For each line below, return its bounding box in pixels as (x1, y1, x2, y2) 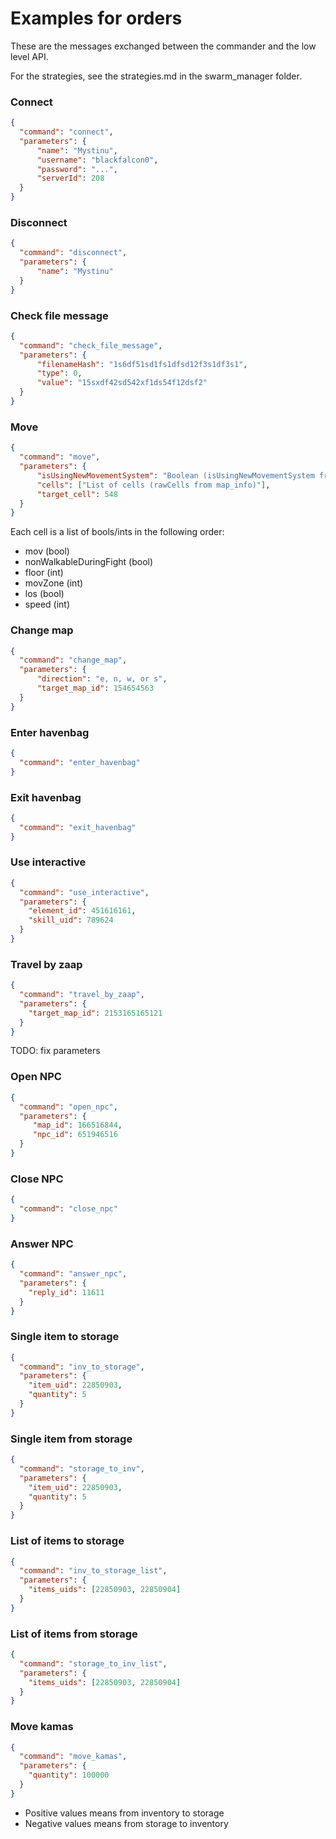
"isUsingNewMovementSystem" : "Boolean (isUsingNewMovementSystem (36, 470, 315, 481)
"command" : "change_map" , (19, 655, 128, 666)
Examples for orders (10, 7, 183, 30)
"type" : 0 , (36, 368, 83, 379)
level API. (10, 50, 49, 62)
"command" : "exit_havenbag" (19, 822, 137, 832)
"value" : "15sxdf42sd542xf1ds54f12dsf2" (36, 378, 208, 388)
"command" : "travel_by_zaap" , (19, 990, 145, 1000)
